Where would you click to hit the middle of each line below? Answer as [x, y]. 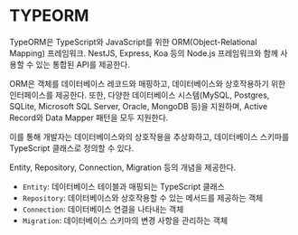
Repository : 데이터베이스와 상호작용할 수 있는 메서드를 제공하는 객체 [143, 197]
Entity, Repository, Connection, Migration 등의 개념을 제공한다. [123, 167]
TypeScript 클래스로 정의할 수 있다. [72, 148]
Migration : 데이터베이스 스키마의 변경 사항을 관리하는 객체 [125, 220]
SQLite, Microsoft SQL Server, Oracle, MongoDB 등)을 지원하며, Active [139, 106]
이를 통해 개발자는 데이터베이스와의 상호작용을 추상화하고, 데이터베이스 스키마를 [149, 136]
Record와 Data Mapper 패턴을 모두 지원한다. [89, 117]
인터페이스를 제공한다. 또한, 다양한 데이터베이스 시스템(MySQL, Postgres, [140, 95]
